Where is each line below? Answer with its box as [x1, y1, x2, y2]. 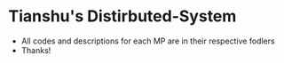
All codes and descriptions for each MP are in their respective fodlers [20, 35, 276, 46]
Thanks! [20, 44, 51, 55]
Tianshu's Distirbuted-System [8, 6, 237, 27]
